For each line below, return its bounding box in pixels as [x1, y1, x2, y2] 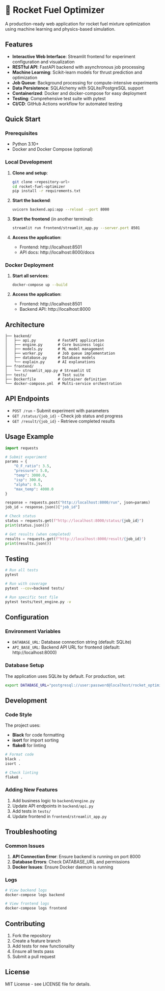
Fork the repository [12, 933, 52, 939]
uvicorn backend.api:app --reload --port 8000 [12, 207, 110, 212]
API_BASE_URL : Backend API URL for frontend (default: [12, 644, 120, 650]
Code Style [5, 711, 32, 718]
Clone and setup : [12, 170, 48, 176]
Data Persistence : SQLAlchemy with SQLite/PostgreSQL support [12, 85, 144, 91]
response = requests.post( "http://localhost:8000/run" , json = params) [5, 500, 151, 505]
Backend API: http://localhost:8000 [19, 306, 91, 312]
